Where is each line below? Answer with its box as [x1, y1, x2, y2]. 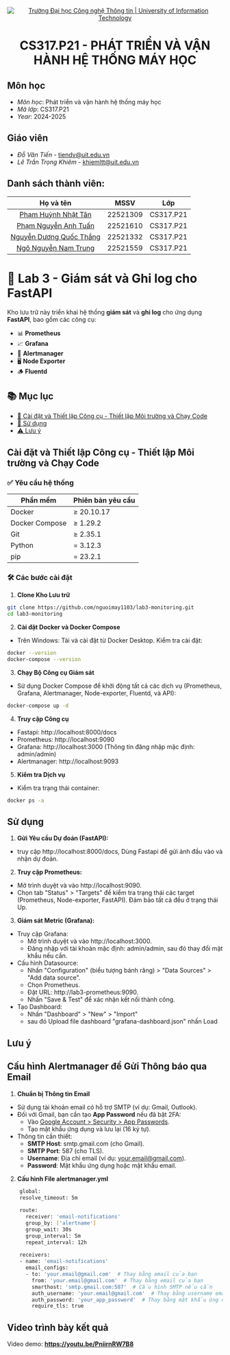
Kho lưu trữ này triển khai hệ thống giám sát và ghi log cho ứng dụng [7, 308, 202, 316]
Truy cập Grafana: [16, 930, 68, 938]
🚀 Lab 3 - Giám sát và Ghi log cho [7, 270, 197, 286]
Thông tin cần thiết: [16, 1132, 73, 1140]
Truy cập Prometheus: [16, 868, 82, 877]
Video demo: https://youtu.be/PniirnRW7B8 [7, 1340, 134, 1348]
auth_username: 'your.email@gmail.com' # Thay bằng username [31, 1290, 213, 1297]
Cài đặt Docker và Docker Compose [16, 623, 120, 632]
